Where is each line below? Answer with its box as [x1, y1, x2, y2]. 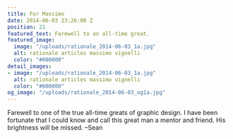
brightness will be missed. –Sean [7, 123, 103, 132]
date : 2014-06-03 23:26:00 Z [7, 17, 93, 24]
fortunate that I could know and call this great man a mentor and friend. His [7, 116, 226, 124]
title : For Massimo [7, 10, 65, 18]
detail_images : [7, 63, 52, 70]
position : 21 [7, 23, 46, 30]
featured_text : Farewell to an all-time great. [7, 30, 150, 37]
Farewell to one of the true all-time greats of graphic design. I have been [7, 109, 218, 117]
